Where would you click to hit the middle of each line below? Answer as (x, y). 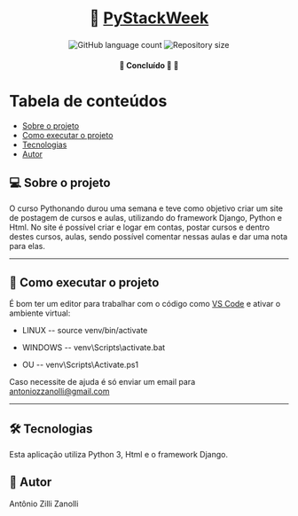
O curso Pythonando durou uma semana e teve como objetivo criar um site (146, 208)
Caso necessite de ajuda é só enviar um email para (102, 382)
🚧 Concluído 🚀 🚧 (149, 65)
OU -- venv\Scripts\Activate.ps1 (80, 365)
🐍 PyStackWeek (149, 18)
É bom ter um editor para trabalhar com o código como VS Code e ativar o (145, 304)
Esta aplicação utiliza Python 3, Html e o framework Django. (119, 455)
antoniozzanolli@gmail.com (59, 391)
